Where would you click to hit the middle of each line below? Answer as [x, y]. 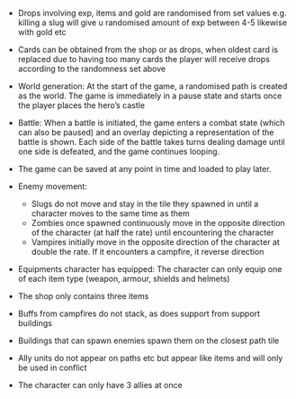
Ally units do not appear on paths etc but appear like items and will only [150, 358]
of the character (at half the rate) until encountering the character [152, 232]
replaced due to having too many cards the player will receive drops [144, 59]
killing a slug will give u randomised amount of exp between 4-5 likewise [152, 23]
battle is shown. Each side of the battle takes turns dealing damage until [151, 142]
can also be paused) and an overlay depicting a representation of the [146, 132]
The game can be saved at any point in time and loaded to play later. [144, 169]
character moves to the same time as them [111, 213]
